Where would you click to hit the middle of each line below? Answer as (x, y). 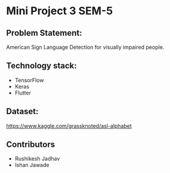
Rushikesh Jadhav (37, 159)
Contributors (31, 145)
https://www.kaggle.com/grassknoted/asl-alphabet (69, 125)
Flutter (23, 93)
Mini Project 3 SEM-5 (60, 11)
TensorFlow (29, 80)
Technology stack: (42, 66)
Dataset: (22, 111)
